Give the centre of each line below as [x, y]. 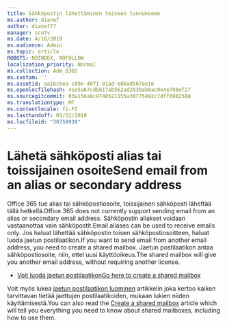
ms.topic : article [33, 52]
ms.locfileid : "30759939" [44, 122]
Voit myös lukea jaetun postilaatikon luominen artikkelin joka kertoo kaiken [111, 289]
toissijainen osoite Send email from [108, 170]
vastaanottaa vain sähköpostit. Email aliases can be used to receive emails [111, 226]
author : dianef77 [32, 26]
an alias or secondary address [95, 185]
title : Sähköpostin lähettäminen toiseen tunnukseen [84, 13]
